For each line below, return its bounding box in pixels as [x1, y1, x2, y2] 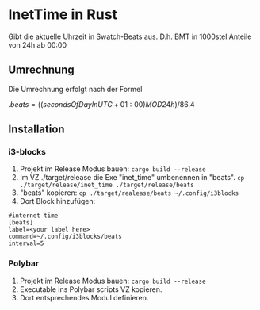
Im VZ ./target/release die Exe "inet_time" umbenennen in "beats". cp [19, 173, 245, 182]
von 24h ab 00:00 [8, 40, 67, 49]
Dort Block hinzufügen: [19, 197, 96, 206]
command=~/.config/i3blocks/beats [8, 232, 123, 241]
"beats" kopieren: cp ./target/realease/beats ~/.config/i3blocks [19, 188, 239, 197]
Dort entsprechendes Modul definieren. [19, 293, 149, 302]
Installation [8, 123, 65, 136]
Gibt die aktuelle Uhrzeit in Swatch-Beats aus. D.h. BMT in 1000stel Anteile [8, 32, 252, 41]
